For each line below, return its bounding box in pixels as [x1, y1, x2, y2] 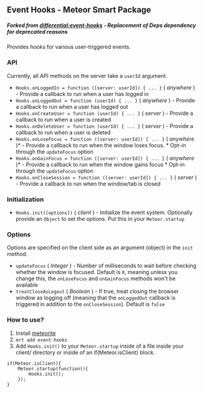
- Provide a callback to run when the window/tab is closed [15, 180, 161, 187]
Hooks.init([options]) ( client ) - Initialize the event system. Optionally [15, 208, 193, 216]
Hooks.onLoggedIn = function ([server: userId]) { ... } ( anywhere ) [15, 84, 195, 91]
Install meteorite [15, 329, 56, 337]
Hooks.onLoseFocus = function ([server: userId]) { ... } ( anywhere [15, 135, 195, 142]
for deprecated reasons [7, 28, 68, 35]
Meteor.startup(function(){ [18, 365, 88, 372]
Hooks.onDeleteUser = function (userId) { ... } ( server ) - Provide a [15, 122, 194, 129]
